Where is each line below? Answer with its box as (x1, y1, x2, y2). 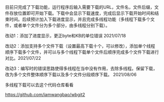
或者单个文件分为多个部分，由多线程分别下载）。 (13, 22, 110, 28)
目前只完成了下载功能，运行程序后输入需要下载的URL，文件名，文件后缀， (5, 4, 155, 10)
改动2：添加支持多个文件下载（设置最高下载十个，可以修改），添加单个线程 (5, 43, 155, 49)
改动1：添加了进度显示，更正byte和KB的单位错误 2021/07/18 (5, 33, 126, 38)
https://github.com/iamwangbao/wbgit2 (5, 92, 85, 97)
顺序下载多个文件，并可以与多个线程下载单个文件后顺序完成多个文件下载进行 (5, 49, 159, 55)
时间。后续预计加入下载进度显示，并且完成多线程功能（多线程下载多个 (9, 17, 150, 22)
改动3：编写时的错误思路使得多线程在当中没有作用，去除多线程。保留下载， (5, 66, 158, 71)
